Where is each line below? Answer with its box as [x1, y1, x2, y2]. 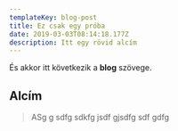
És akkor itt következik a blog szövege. [9, 62, 153, 73]
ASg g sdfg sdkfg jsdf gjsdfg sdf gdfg [30, 112, 169, 123]
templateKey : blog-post [9, 12, 98, 22]
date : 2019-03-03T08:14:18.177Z [9, 29, 129, 38]
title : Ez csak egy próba [9, 21, 105, 30]
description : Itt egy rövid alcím [9, 37, 138, 47]
